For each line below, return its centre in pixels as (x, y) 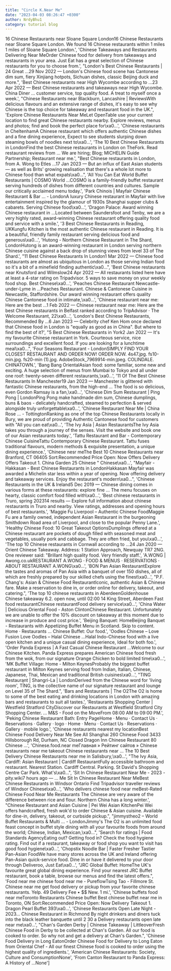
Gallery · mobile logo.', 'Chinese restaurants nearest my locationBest (77, 729)
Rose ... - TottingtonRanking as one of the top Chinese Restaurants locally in (85, 414)
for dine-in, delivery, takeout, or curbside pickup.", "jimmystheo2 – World (81, 816)
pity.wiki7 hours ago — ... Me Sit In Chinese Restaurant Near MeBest (77, 778)
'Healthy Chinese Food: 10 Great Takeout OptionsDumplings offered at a (81, 528)
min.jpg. (14, 360)
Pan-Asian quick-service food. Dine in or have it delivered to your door (79, 859)
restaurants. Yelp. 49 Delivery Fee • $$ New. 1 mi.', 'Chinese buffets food (81, 892)
